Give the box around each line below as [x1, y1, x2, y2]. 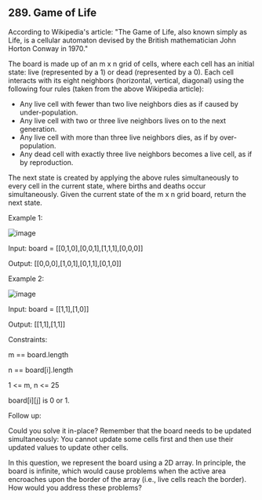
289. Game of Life [8, 6, 97, 20]
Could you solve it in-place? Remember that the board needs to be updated [8, 425, 252, 435]
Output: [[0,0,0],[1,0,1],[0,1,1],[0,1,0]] [8, 258, 122, 268]
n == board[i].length [8, 365, 74, 374]
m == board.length [8, 349, 69, 359]
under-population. [19, 108, 78, 117]
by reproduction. [19, 157, 74, 167]
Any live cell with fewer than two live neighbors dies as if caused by [19, 99, 239, 108]
